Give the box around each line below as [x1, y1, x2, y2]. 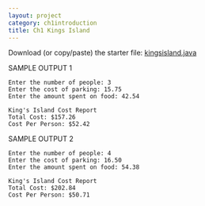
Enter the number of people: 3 [8, 78, 112, 87]
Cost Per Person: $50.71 [8, 191, 90, 199]
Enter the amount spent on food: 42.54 [8, 93, 140, 101]
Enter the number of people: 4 [8, 150, 112, 158]
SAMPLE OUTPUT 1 [8, 63, 73, 73]
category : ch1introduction [8, 19, 97, 27]
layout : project [8, 11, 62, 20]
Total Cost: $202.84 [8, 184, 77, 193]
